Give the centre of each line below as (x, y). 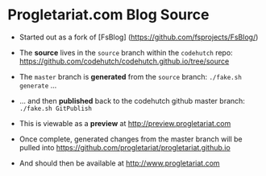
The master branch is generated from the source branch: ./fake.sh (131, 76)
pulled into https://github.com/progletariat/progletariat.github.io (125, 147)
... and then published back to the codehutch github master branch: (132, 100)
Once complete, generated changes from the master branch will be (131, 139)
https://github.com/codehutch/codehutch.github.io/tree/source (124, 61)
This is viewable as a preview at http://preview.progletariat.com (125, 123)
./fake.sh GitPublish (55, 108)
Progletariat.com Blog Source (108, 15)
